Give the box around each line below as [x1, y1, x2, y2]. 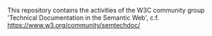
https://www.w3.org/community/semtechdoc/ [7, 21, 141, 29]
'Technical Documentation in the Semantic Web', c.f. [7, 13, 160, 22]
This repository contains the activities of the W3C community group [7, 6, 205, 14]
